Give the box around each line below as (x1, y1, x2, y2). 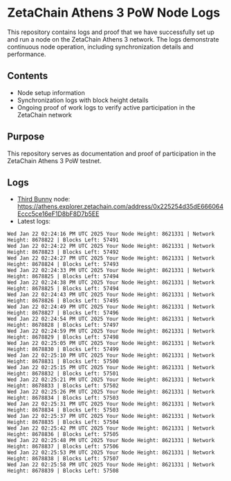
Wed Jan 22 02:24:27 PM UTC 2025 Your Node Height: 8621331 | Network (7, 255, 215, 262)
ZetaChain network (17, 110, 73, 119)
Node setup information (17, 88, 85, 96)
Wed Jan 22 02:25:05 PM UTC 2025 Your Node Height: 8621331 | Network (7, 340, 215, 347)
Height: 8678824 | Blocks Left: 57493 (7, 261, 119, 268)
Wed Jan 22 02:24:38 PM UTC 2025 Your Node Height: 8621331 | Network (7, 279, 215, 286)
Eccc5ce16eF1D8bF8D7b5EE (17, 210, 100, 218)
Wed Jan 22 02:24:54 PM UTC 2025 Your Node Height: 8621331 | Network (7, 316, 215, 323)
